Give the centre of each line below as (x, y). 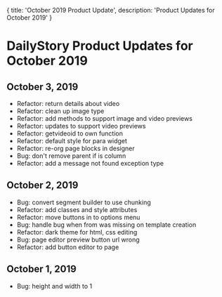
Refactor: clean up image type (60, 111)
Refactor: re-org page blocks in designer (76, 148)
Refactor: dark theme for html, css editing (77, 232)
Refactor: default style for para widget (72, 141)
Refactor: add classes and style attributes (77, 209)
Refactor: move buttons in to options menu (78, 217)
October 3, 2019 (43, 87)
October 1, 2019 (41, 269)
